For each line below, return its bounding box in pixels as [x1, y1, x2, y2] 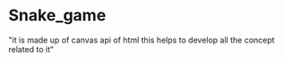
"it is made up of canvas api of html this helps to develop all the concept [8, 35, 275, 45]
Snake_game [8, 5, 107, 26]
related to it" [8, 43, 55, 54]
